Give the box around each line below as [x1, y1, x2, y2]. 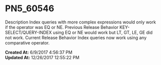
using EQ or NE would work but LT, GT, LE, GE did [53, 29, 153, 35]
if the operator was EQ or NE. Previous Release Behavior [5, 24, 119, 30]
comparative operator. [5, 40, 50, 45]
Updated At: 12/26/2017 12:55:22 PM [5, 54, 80, 60]
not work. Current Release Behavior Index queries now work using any [5, 35, 147, 41]
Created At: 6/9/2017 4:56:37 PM [5, 49, 73, 55]
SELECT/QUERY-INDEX [5, 29, 52, 35]
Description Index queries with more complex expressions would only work [5, 19, 156, 25]
